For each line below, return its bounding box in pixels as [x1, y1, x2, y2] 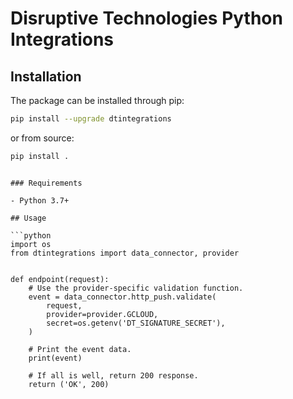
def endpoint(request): [10, 274, 110, 284]
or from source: [10, 132, 75, 144]
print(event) [28, 353, 83, 363]
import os [10, 239, 52, 249]
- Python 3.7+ [10, 195, 70, 206]
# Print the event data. [28, 344, 132, 354]
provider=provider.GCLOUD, [46, 309, 159, 319]
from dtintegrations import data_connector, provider [10, 248, 240, 258]
